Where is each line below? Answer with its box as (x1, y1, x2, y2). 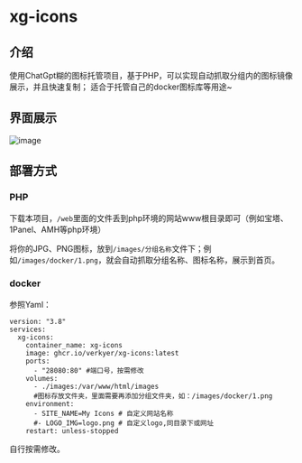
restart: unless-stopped (25, 426, 119, 435)
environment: (25, 399, 75, 408)
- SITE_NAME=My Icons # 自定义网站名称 (32, 409, 174, 418)
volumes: (25, 374, 59, 383)
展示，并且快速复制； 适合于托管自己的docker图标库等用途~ (9, 81, 233, 92)
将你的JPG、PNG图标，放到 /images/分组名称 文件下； (9, 243, 205, 254)
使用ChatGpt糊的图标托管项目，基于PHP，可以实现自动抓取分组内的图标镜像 (9, 70, 293, 80)
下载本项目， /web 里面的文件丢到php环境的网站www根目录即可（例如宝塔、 (9, 212, 288, 223)
